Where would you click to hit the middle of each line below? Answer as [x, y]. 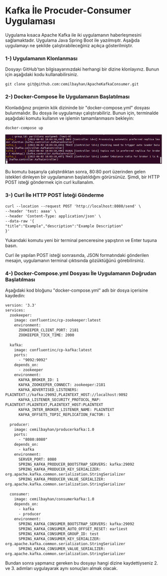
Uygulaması [30, 21]
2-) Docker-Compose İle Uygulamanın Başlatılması [68, 97]
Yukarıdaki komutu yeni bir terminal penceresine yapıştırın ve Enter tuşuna [81, 240]
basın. [11, 246]
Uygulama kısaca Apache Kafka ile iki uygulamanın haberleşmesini [73, 35]
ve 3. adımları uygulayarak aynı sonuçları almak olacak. [62, 568]
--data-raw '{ [20, 221]
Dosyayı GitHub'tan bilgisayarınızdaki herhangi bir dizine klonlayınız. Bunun [82, 69]
